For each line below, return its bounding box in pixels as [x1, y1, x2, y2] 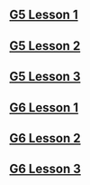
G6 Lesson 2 [9, 131, 81, 146]
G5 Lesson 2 [9, 38, 81, 54]
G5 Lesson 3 [9, 69, 81, 84]
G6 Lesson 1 [9, 100, 79, 115]
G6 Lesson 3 [9, 161, 81, 177]
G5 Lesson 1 [9, 7, 78, 23]
